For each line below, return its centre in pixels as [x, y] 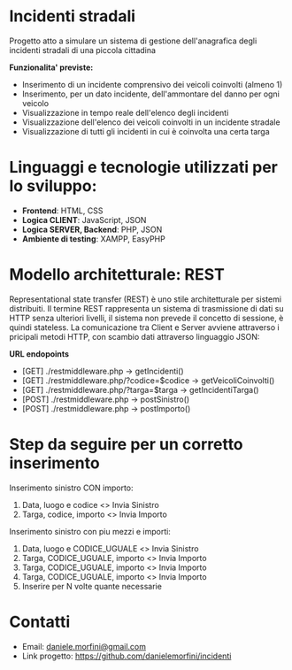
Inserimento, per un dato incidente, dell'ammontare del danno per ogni [151, 94]
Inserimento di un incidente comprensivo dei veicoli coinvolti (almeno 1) [152, 84]
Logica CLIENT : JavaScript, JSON [84, 219]
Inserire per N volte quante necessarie [92, 586]
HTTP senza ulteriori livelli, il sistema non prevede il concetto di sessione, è [146, 318]
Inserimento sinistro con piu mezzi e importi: [90, 531]
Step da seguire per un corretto [126, 444]
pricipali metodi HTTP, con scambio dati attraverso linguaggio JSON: [134, 336]
